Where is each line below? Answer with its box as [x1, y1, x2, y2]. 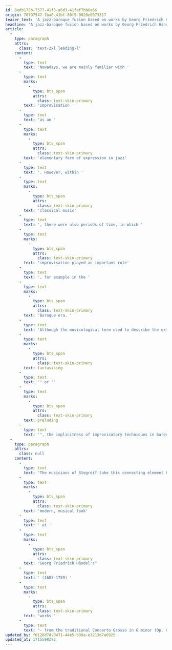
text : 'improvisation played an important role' [24, 260, 130, 266]
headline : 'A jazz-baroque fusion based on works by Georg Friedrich [5, 22, 157, 27]
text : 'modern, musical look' [24, 508, 88, 514]
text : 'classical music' [24, 208, 77, 213]
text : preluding [24, 418, 58, 423]
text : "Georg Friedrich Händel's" [24, 561, 97, 566]
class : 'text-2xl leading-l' [18, 46, 81, 51]
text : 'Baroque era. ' [24, 312, 72, 318]
